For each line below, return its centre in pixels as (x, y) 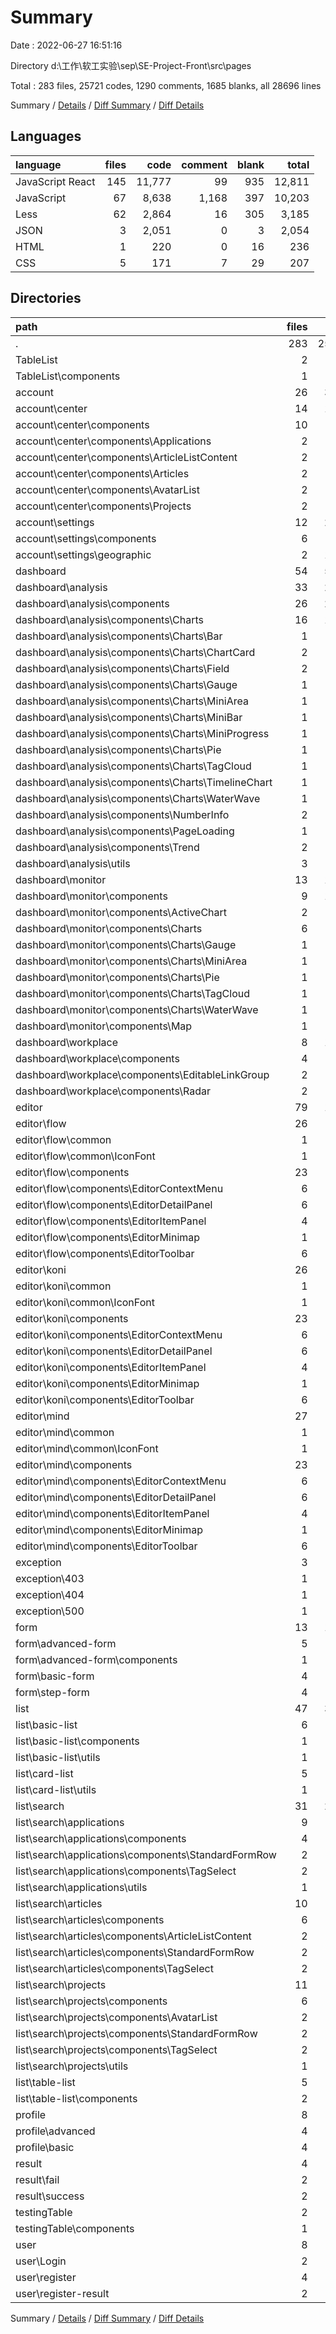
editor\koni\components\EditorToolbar (105, 1399)
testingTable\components (75, 2228)
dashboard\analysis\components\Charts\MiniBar (129, 717)
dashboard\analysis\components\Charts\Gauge (126, 684)
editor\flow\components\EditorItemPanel (111, 1221)
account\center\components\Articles (102, 473)
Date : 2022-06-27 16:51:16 (66, 45)
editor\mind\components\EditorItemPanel (112, 1513)
